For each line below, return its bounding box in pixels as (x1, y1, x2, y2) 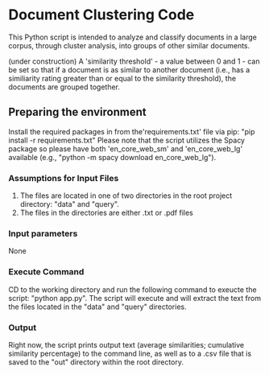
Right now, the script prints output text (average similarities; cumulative (8, 340, 244, 349)
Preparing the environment (8, 105, 147, 119)
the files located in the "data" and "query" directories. (8, 302, 187, 311)
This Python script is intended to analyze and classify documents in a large (8, 32, 258, 42)
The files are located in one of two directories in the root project (19, 191, 233, 200)
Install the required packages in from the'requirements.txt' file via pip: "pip (8, 126, 255, 136)
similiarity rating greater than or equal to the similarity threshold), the (8, 73, 236, 83)
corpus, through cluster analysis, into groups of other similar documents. (8, 40, 250, 50)
